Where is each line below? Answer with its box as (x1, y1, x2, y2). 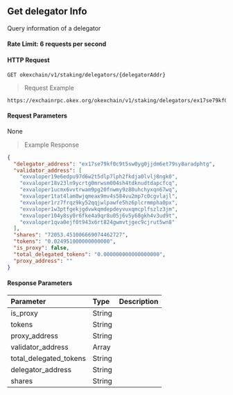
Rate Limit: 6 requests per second (7, 40, 107, 48)
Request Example (24, 83, 74, 92)
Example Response (24, 140, 80, 149)
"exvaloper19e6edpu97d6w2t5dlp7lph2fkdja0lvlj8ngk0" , (19, 173, 178, 180)
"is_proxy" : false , (13, 245, 70, 252)
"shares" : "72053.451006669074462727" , (13, 232, 129, 239)
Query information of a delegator (7, 24, 101, 32)
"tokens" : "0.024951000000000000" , (13, 238, 116, 245)
